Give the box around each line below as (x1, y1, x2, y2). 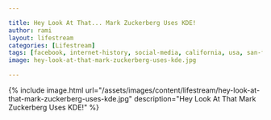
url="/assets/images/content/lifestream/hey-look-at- (85, 85, 261, 95)
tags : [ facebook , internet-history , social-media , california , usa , (8, 49, 244, 57)
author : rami (8, 26, 52, 35)
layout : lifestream (8, 34, 74, 42)
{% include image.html (8, 85, 84, 95)
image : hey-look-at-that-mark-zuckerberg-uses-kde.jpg (8, 56, 197, 64)
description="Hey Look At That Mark (134, 94, 256, 103)
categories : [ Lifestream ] (8, 41, 95, 49)
